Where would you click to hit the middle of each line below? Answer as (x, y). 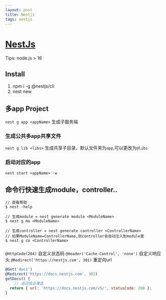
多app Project (27, 109)
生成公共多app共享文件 (33, 136)
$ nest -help (19, 207)
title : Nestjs (20, 15)
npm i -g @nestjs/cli (33, 86)
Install (15, 74)
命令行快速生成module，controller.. (61, 190)
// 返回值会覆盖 (29, 283)
